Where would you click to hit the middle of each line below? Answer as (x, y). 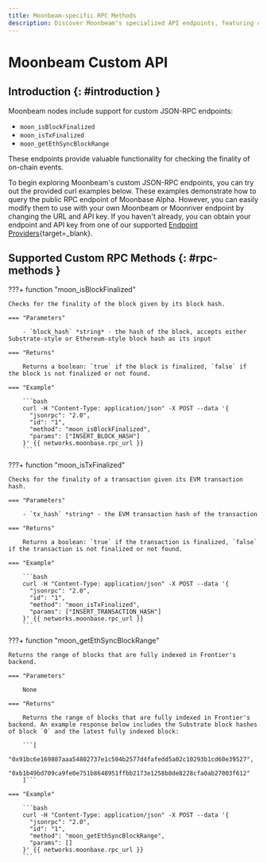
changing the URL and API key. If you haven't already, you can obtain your (130, 216)
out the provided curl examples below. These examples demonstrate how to (132, 191)
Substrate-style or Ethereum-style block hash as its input (110, 339)
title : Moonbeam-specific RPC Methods (72, 16)
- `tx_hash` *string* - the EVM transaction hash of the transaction (140, 515)
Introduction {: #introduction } (85, 92)
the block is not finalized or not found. (79, 374)
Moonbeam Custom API (88, 62)
